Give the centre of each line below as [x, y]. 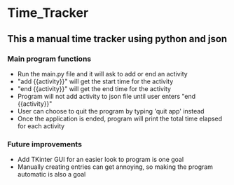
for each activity [41, 126]
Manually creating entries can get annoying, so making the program [115, 167]
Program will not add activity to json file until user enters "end [106, 96]
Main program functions [49, 59]
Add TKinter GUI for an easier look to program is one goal [101, 160]
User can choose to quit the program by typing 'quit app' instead [111, 111]
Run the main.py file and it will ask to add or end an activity [102, 74]
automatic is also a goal [51, 174]
